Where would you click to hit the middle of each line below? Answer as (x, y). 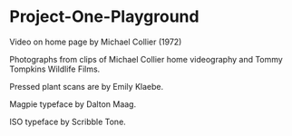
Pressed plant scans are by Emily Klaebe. (87, 86)
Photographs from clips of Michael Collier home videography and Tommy (146, 59)
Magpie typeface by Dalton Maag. (73, 104)
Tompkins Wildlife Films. (55, 69)
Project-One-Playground (104, 17)
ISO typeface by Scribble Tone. (68, 121)
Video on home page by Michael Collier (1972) (96, 42)
